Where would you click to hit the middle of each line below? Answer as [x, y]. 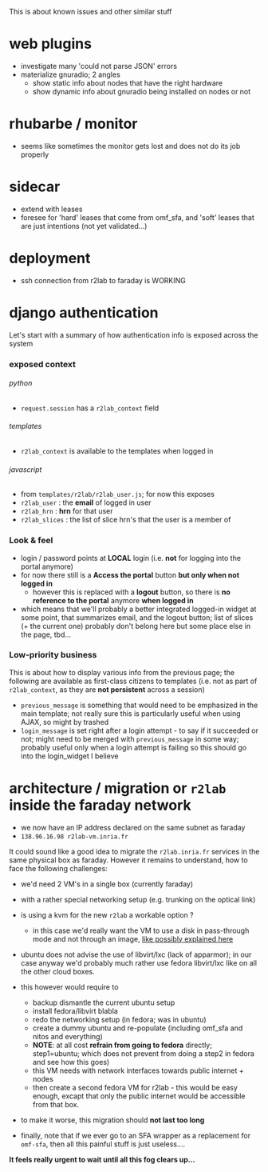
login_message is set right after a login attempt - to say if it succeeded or [139, 730]
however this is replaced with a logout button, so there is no [131, 592]
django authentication [84, 312]
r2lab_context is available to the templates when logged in [117, 451]
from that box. [55, 1104]
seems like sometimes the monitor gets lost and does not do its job [130, 146]
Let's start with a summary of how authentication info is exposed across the [134, 334]
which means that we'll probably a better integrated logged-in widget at [138, 609]
